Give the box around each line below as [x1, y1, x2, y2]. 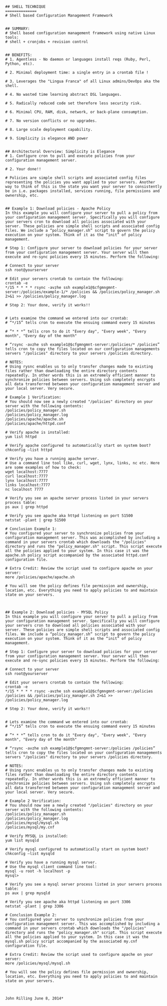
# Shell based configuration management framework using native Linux [5, 31, 155, 36]
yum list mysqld [5, 838, 39, 843]
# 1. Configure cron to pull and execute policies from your [5, 153, 135, 158]
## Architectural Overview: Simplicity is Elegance [5, 149, 115, 154]
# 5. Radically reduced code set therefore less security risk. [5, 101, 142, 106]
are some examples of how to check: [5, 465, 81, 470]
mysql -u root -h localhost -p [5, 869, 70, 874]
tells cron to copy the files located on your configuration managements [5, 750, 162, 755]
